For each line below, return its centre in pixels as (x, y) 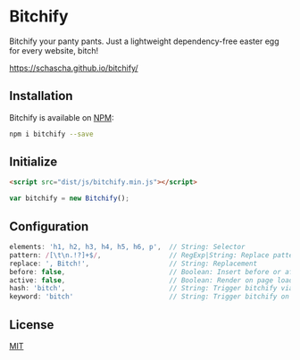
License (32, 325)
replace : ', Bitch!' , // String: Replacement (133, 264)
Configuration (49, 226)
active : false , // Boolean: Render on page (142, 280)
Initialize (33, 162)
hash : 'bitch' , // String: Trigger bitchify (143, 289)
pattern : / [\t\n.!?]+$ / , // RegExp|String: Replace (139, 255)
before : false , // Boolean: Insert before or (145, 272)
